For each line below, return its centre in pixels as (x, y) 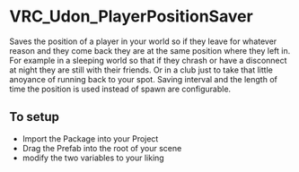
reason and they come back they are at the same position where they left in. (150, 50)
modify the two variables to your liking (93, 158)
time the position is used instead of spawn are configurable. (120, 89)
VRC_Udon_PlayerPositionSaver (131, 17)
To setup (35, 117)
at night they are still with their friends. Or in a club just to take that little (141, 70)
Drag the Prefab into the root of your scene (102, 148)
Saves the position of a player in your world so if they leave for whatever (143, 41)
